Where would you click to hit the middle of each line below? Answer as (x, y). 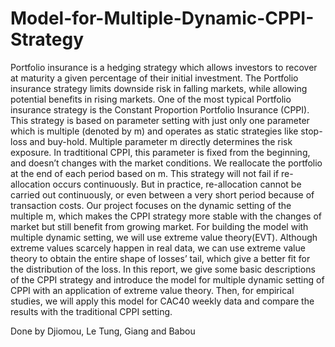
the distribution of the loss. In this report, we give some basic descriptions (163, 269)
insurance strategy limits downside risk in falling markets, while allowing (159, 88)
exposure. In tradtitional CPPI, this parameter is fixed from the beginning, (160, 152)
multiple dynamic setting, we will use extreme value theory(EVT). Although (164, 237)
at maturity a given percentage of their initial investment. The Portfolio (154, 78)
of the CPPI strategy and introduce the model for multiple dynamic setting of (167, 279)
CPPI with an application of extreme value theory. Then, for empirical (152, 290)
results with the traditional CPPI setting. (91, 311)
